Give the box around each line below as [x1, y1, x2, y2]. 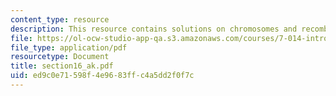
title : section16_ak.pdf [10, 61, 114, 71]
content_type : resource [10, 14, 110, 25]
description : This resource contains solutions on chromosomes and [10, 24, 298, 34]
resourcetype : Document [10, 52, 110, 62]
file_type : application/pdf [10, 42, 128, 53]
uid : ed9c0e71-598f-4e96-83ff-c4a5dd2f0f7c [10, 71, 195, 81]
